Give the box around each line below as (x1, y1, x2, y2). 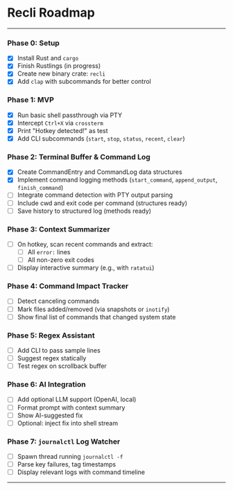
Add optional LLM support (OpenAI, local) (17, 395, 137, 403)
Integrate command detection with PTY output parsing (17, 191, 173, 199)
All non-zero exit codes (27, 256, 95, 264)
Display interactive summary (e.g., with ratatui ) (17, 263, 155, 272)
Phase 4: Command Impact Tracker (7, 281, 129, 291)
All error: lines (27, 248, 71, 256)
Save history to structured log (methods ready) (17, 207, 151, 215)
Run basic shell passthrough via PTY (17, 111, 123, 119)
